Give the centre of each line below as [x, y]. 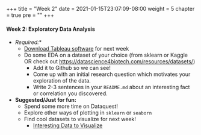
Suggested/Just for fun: [45, 100]
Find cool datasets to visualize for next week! [80, 119]
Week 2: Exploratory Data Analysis [51, 29]
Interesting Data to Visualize [68, 125]
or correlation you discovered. [70, 93]
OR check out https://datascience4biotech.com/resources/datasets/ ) [110, 61]
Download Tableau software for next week [76, 49]
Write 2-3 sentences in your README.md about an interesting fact [111, 87]
